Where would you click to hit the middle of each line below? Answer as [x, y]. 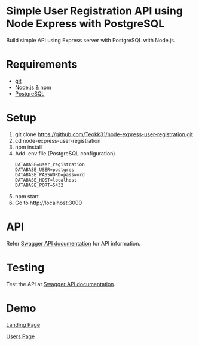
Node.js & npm [33, 87]
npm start [27, 196]
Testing [25, 267]
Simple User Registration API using [95, 11]
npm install [28, 147]
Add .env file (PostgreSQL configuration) [65, 153]
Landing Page [23, 324]
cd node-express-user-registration [58, 140]
